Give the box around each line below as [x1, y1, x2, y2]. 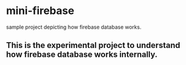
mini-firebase [6, 4, 75, 18]
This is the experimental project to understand [6, 40, 181, 50]
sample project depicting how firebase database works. [6, 23, 142, 30]
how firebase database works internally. [6, 50, 158, 60]
